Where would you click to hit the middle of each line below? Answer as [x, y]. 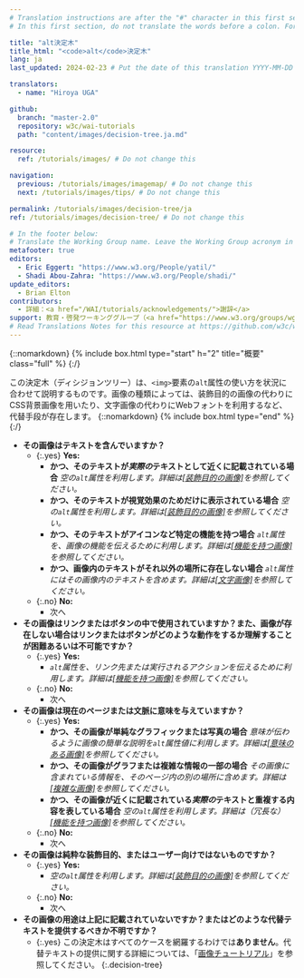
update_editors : [40, 284]
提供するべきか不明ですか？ [106, 930]
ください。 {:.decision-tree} [111, 964]
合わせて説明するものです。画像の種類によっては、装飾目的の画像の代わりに [152, 393]
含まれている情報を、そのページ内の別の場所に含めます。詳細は [168, 777]
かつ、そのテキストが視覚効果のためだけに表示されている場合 [164, 500]
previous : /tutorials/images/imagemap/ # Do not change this [135, 184]
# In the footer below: [54, 234]
